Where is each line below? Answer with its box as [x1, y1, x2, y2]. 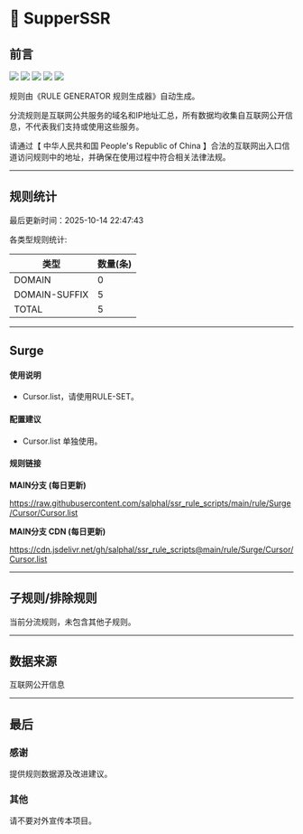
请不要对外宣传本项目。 [9, 815, 96, 826]
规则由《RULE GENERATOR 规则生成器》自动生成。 [9, 90, 200, 101]
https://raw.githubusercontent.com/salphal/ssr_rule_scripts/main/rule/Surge [9, 497, 291, 509]
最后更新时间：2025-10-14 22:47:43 [9, 214, 144, 225]
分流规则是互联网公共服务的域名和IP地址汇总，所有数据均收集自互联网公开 [9, 110, 286, 120]
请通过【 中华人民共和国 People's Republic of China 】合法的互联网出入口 [9, 140, 282, 151]
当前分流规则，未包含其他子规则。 [9, 616, 136, 627]
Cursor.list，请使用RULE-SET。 [22, 391, 140, 402]
